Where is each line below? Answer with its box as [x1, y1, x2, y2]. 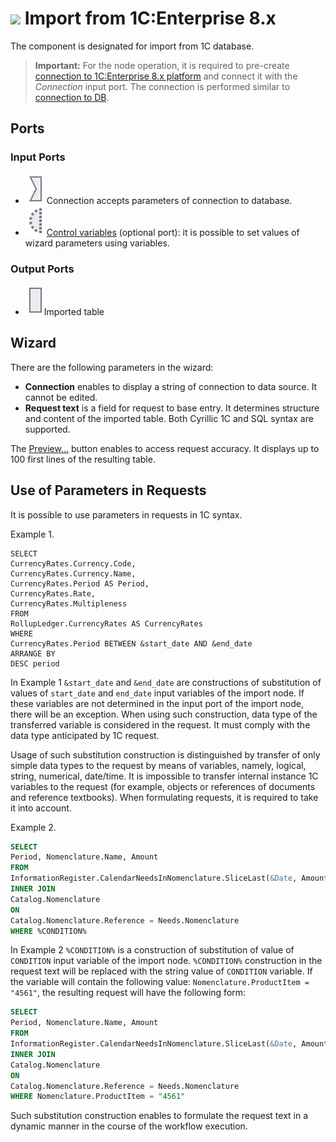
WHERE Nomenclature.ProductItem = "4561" [10, 1092, 186, 1102]
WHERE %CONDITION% [10, 926, 87, 936]
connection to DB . [34, 91, 110, 103]
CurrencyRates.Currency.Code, [10, 558, 137, 569]
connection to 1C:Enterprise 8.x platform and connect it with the [34, 70, 298, 82]
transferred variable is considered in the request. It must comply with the [10, 718, 311, 731]
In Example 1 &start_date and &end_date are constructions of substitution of [10, 676, 322, 688]
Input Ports [10, 150, 66, 164]
